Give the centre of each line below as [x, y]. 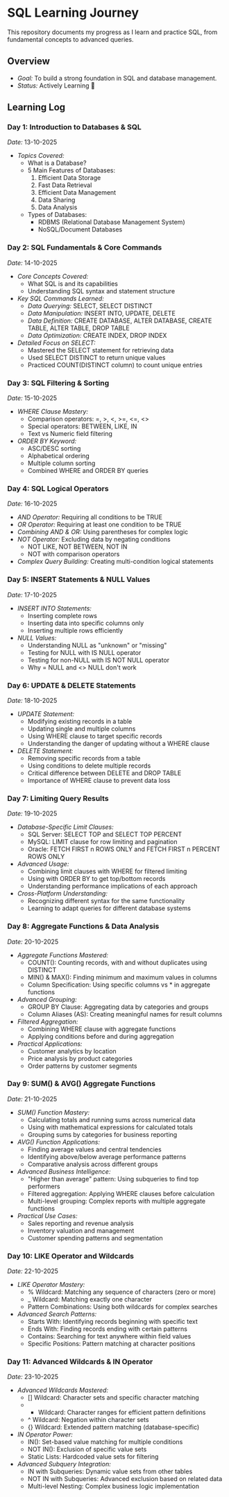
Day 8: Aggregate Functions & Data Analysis [83, 926]
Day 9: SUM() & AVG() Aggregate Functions [82, 1084]
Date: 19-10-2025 [32, 814]
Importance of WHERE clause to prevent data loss [99, 780]
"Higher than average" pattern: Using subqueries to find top [113, 1179]
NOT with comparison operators [74, 554]
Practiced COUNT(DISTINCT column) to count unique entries [115, 365]
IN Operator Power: [45, 1434]
